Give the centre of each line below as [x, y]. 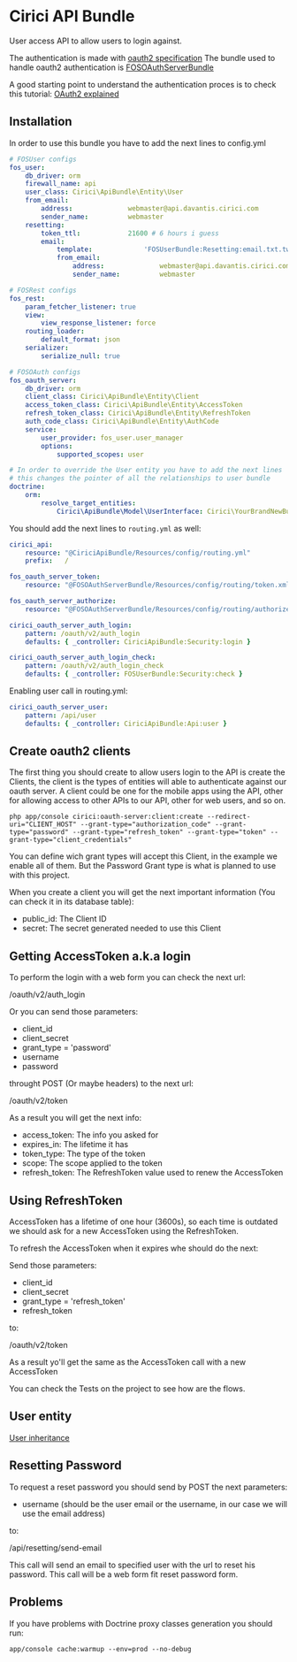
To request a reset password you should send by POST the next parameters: [148, 1487]
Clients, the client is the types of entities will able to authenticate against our [148, 782]
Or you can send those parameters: [74, 1012]
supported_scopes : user [100, 454]
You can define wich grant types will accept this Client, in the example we [144, 856]
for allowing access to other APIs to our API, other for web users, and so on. [148, 800]
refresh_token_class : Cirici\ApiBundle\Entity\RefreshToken [138, 413]
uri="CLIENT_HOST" [43, 824]
